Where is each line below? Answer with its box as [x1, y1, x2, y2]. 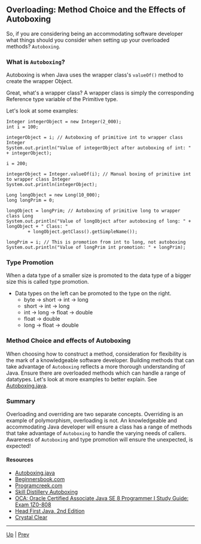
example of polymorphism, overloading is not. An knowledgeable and [6, 417, 178, 424]
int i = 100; [6, 124, 39, 130]
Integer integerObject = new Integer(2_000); [6, 119, 121, 125]
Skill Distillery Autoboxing [14, 488, 78, 496]
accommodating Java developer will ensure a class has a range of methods [6, 423, 193, 430]
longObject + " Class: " [6, 224, 68, 230]
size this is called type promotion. [6, 278, 89, 285]
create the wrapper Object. [6, 78, 73, 85]
